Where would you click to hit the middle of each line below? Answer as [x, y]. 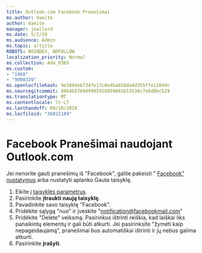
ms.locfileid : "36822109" [39, 114]
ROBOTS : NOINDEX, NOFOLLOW [40, 52]
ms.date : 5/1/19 [27, 35]
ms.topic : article [30, 46]
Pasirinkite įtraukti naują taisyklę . [57, 198]
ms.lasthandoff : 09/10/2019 [42, 108]
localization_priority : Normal [46, 57]
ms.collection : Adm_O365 [38, 63]
